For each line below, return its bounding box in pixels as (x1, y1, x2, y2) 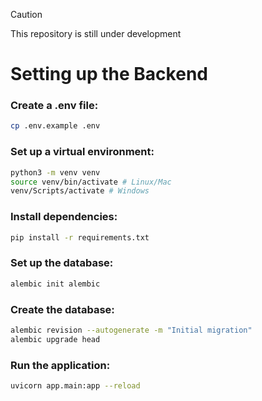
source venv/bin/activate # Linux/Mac (10, 177, 172, 187)
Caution (10, 9, 43, 20)
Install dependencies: (10, 210, 118, 224)
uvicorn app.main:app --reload (10, 380, 141, 391)
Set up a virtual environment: (10, 145, 155, 159)
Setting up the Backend (10, 63, 208, 86)
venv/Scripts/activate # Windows (10, 186, 150, 196)
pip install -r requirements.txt (10, 232, 150, 243)
